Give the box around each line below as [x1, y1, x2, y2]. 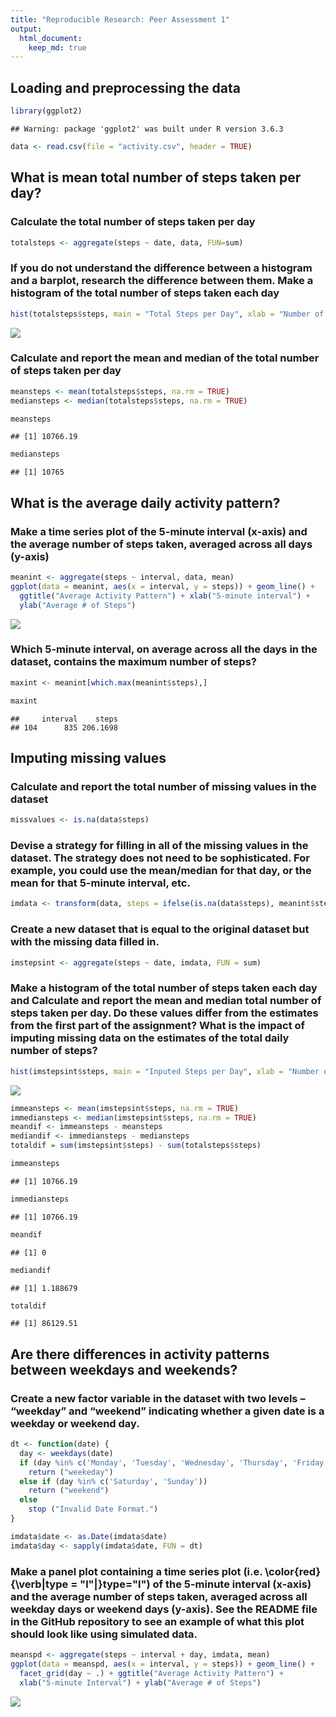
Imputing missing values [10, 749, 167, 766]
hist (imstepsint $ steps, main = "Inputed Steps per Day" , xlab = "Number [10, 1066, 320, 1076]
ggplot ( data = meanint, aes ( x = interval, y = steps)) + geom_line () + [10, 581, 315, 591]
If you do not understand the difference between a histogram [10, 261, 313, 275]
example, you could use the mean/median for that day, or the [10, 864, 312, 878]
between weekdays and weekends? [10, 1361, 238, 1378]
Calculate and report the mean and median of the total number [10, 351, 320, 365]
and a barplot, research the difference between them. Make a [10, 274, 314, 288]
